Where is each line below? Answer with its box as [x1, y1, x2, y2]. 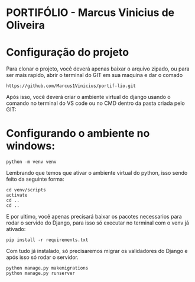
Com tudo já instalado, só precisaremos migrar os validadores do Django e [6, 248, 188, 255]
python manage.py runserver [6, 270, 76, 277]
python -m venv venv [6, 159, 57, 165]
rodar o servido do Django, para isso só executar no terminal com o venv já [6, 219, 189, 226]
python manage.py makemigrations [6, 265, 89, 271]
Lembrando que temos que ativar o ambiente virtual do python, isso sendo [6, 169, 188, 177]
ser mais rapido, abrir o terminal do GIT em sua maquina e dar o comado [6, 72, 183, 79]
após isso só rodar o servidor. [6, 254, 79, 261]
